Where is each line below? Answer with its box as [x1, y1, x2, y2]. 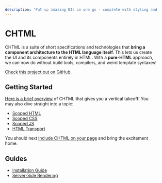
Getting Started [5, 83, 53, 91]
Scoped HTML [12, 110, 41, 116]
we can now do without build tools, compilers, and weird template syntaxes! [5, 59, 157, 66]
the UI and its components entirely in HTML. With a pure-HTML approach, [5, 54, 154, 60]
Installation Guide [12, 167, 47, 173]
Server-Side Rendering [12, 173, 58, 179]
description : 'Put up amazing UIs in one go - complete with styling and [5, 7, 158, 12]
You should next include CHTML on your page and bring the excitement [5, 135, 148, 141]
